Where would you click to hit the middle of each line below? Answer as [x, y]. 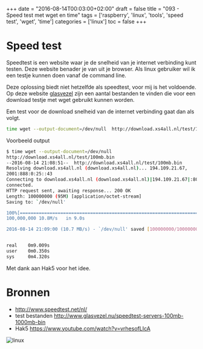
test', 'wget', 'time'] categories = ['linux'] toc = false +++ [76, 21]
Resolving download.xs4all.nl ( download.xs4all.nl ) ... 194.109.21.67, [97, 168]
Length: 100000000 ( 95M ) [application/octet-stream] [74, 196]
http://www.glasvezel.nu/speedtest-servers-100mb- [119, 315]
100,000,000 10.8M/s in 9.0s [46, 219]
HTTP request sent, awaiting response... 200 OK [69, 190]
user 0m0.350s [28, 251]
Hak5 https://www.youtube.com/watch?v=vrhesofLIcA [83, 329]
